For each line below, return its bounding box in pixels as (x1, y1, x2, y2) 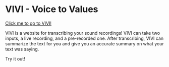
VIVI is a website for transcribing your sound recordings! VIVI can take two (5, 30, 160, 36)
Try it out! (5, 55, 25, 61)
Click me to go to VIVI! (5, 20, 52, 26)
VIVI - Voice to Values (5, 4, 98, 15)
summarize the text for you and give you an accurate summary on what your (5, 40, 164, 46)
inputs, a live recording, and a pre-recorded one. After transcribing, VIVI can (5, 35, 164, 41)
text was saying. (5, 46, 39, 52)
